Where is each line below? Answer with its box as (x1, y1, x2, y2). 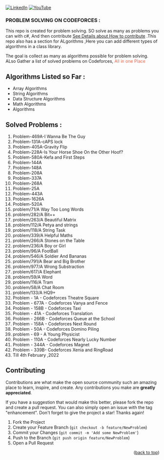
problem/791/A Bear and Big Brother (12, 258, 85, 264)
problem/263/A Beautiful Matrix (12, 217, 77, 222)
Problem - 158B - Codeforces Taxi (12, 305, 81, 311)
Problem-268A (12, 180, 43, 186)
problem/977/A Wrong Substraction (12, 264, 84, 269)
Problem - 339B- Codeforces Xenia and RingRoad (12, 347, 113, 353)
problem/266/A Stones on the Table (12, 238, 85, 243)
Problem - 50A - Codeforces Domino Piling (12, 326, 99, 332)
